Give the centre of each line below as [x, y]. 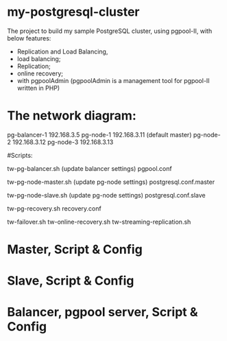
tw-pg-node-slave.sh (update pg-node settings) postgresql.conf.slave [106, 195]
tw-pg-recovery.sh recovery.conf [54, 208]
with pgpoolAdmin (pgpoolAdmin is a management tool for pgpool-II [113, 80]
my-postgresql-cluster [73, 12]
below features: [29, 38]
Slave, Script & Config [71, 281]
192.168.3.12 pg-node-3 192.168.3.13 [63, 142]
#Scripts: [20, 155]
